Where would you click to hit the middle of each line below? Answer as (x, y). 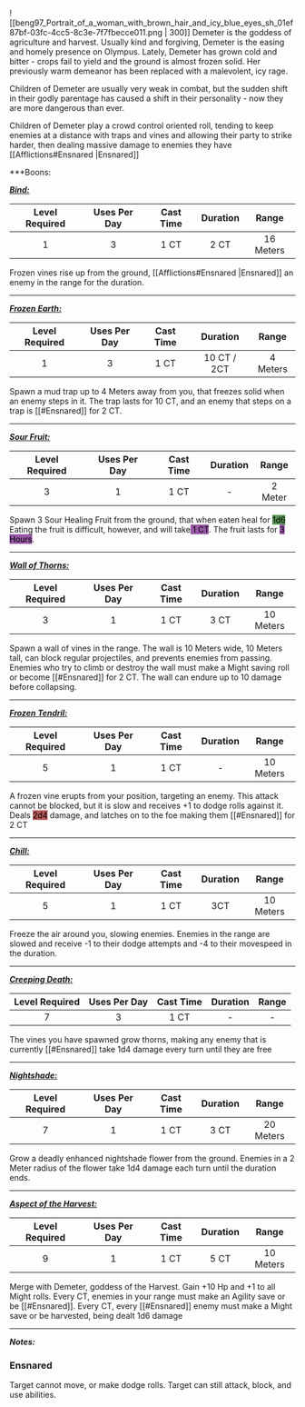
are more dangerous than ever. (67, 108)
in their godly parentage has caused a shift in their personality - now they (147, 98)
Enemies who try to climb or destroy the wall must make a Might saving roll (150, 668)
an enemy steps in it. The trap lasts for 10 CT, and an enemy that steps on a (151, 401)
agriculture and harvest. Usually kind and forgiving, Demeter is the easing (147, 42)
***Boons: (30, 172)
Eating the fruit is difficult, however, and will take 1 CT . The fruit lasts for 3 (147, 529)
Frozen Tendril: (39, 713)
